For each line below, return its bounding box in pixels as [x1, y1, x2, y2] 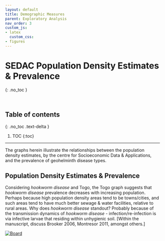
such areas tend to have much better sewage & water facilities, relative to [5, 200, 154, 206]
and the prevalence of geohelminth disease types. [5, 157, 107, 163]
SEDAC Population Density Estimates [5, 60, 160, 71]
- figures [5, 39, 26, 44]
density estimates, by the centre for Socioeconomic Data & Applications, [5, 152, 152, 158]
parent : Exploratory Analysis [5, 16, 67, 21]
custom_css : [9, 35, 34, 40]
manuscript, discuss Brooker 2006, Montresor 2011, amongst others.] [5, 221, 145, 227]
